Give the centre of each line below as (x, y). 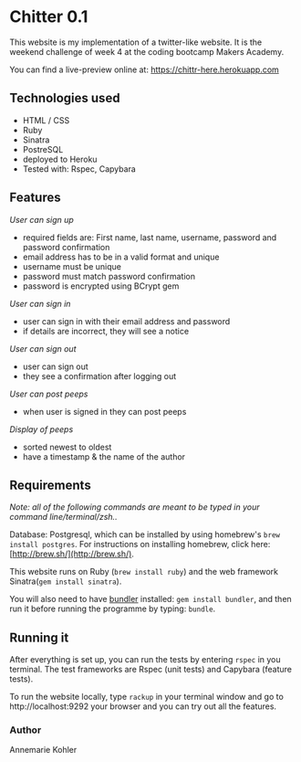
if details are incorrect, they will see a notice (106, 331)
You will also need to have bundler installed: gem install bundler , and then (150, 599)
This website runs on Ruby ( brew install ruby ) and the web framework (144, 572)
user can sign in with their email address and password (126, 321)
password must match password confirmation (109, 276)
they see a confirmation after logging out (99, 376)
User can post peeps (49, 394)
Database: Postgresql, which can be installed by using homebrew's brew (145, 534)
